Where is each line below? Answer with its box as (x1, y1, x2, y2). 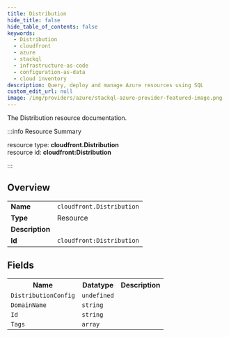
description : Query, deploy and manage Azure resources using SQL (7, 82, 204, 89)
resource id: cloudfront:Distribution (7, 148, 111, 156)
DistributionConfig (10, 291, 75, 299)
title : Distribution (7, 10, 68, 17)
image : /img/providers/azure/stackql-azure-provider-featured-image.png (7, 95, 223, 102)
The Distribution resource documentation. (7, 114, 127, 122)
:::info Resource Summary (7, 127, 82, 135)
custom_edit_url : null (7, 88, 73, 95)
